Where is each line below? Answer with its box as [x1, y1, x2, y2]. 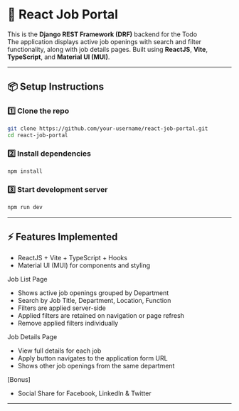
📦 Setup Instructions [7, 81, 105, 93]
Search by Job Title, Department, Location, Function [17, 296, 171, 304]
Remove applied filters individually [17, 319, 119, 327]
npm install [7, 167, 43, 175]
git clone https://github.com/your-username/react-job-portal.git [7, 124, 208, 132]
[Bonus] [7, 375, 31, 383]
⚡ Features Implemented [7, 231, 118, 243]
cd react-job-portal [7, 132, 69, 139]
